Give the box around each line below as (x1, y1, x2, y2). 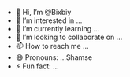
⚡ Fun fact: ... (15, 61, 59, 71)
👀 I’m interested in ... (15, 16, 83, 25)
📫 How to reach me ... (15, 42, 89, 50)
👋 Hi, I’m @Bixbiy (15, 8, 72, 16)
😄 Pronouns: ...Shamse (15, 53, 93, 62)
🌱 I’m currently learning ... (15, 24, 100, 33)
